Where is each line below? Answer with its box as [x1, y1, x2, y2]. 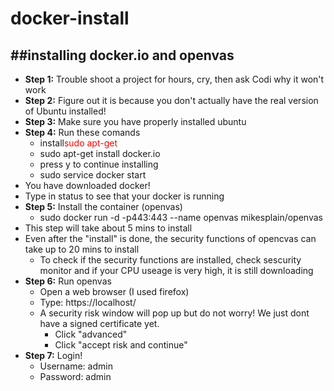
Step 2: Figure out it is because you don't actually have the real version [24, 95, 319, 106]
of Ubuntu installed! [24, 105, 107, 117]
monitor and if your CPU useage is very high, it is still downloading [39, 265, 314, 276]
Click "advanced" [54, 328, 128, 340]
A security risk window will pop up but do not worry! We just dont [39, 307, 310, 319]
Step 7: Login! [24, 350, 83, 361]
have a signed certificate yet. [39, 318, 160, 329]
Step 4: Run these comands [24, 127, 141, 138]
